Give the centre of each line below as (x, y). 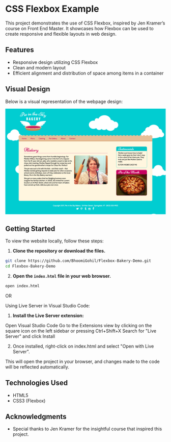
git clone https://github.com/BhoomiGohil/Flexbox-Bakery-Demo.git (78, 261)
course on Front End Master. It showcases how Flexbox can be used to (79, 28)
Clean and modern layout (39, 67)
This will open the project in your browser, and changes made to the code (82, 361)
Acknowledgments (36, 416)
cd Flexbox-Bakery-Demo (31, 266)
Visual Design (28, 89)
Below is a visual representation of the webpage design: (64, 101)
